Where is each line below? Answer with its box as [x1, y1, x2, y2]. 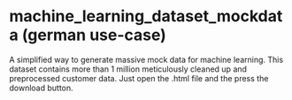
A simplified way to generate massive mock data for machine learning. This [9, 54, 284, 65]
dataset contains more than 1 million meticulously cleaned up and [9, 64, 248, 74]
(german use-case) [21, 25, 166, 45]
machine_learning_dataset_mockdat [9, 6, 283, 27]
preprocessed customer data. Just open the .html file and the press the [9, 73, 269, 83]
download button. [9, 82, 73, 93]
